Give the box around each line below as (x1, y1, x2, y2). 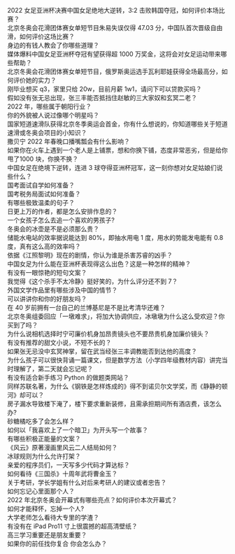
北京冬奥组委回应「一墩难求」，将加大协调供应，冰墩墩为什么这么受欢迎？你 (7, 312, 225, 320)
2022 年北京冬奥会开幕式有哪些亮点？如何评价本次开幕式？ (7, 496, 178, 504)
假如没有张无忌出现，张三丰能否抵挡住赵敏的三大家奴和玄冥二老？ (7, 94, 197, 101)
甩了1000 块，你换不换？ (7, 155, 79, 163)
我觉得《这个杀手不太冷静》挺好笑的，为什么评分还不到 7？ (7, 277, 178, 285)
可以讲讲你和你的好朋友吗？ (7, 294, 87, 303)
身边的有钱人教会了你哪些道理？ (7, 41, 99, 49)
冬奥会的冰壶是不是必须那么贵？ (7, 225, 99, 233)
